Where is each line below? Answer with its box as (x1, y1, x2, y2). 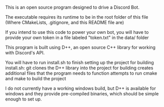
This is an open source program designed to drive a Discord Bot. (5, 5, 140, 10)
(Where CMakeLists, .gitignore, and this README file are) (5, 20, 125, 25)
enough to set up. (5, 96, 42, 102)
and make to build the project (5, 76, 67, 81)
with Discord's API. (5, 50, 45, 56)
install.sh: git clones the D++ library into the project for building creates (5, 65, 153, 71)
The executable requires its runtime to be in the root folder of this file (5, 14, 148, 20)
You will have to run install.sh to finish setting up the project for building (5, 60, 154, 65)
